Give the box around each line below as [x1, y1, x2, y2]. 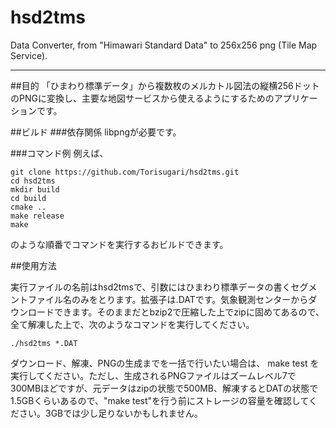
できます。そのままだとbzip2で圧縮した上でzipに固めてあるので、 [53, 306, 325, 318]
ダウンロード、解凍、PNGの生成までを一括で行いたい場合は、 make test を [10, 357, 320, 369]
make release [10, 211, 65, 221]
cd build [10, 193, 47, 203]
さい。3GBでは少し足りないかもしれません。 [18, 407, 203, 419]
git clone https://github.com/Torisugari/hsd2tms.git [10, 167, 240, 177]
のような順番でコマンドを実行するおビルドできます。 [10, 238, 229, 250]
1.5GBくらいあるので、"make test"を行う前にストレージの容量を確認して [10, 394, 309, 406]
